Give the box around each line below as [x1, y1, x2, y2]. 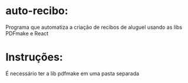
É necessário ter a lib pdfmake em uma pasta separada [5, 69, 140, 77]
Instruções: [5, 51, 63, 64]
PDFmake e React [5, 29, 49, 36]
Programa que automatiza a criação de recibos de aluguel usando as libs [5, 24, 183, 31]
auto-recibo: [5, 4, 68, 18]
